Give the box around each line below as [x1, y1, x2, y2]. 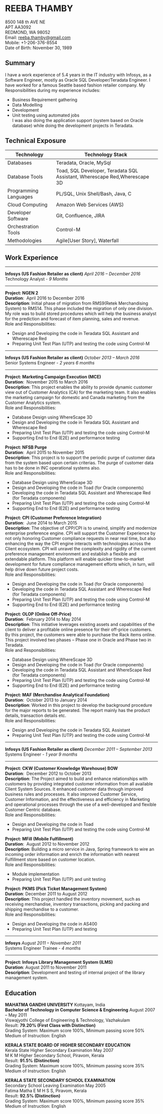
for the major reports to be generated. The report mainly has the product [5, 708, 150, 714]
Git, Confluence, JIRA [56, 212, 105, 219]
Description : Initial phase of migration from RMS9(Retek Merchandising [5, 300, 148, 306]
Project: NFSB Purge [5, 444, 47, 450]
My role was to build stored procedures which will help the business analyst [5, 311, 157, 316]
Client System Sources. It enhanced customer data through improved [5, 786, 144, 792]
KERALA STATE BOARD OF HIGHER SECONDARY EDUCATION [5, 1042, 131, 1048]
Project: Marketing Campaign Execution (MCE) [5, 374, 101, 380]
